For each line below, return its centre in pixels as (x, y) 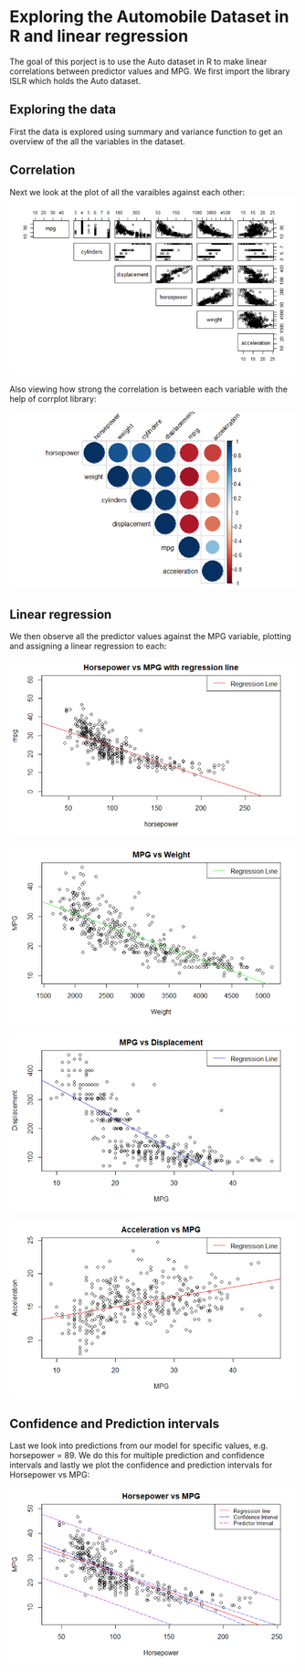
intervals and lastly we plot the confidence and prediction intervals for (141, 1465)
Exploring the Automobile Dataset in (149, 17)
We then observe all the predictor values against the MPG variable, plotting (151, 636)
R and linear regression (99, 36)
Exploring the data (63, 110)
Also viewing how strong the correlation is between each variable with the (148, 389)
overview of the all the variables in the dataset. (97, 141)
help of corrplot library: (53, 398)
